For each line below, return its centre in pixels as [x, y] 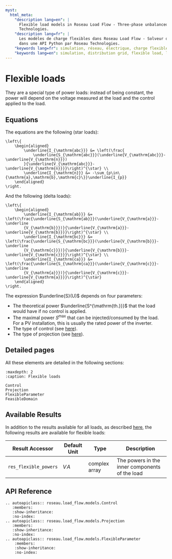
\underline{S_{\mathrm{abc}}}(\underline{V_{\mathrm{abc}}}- [99, 155]
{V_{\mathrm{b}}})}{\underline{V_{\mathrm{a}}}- [77, 228]
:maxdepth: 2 [19, 372]
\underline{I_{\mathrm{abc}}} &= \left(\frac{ [74, 151]
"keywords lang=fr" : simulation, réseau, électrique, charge [81, 48]
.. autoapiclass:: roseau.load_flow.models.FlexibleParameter [73, 539]
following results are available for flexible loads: [56, 433]
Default [73, 445]
